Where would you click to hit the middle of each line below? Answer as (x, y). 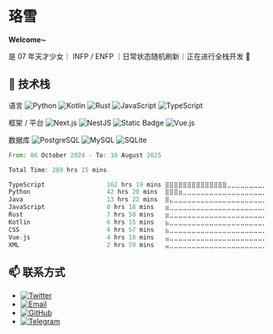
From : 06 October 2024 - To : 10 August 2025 (85, 155)
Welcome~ (27, 39)
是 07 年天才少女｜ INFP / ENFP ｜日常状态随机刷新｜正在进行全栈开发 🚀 (129, 56)
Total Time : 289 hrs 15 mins (58, 170)
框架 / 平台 (26, 122)
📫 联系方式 (37, 272)
